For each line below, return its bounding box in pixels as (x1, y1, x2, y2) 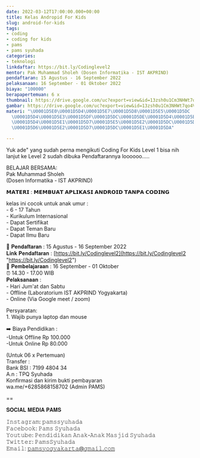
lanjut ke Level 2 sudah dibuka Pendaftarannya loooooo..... (6, 153, 150, 159)
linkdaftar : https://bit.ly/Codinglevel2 (6, 64, 111, 70)
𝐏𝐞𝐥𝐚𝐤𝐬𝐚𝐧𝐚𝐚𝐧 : (6, 276, 42, 283)
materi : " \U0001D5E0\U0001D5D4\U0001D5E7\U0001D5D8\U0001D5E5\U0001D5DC (6, 108, 190, 114)
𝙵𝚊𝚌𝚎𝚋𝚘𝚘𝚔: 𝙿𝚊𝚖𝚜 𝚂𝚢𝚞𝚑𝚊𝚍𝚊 (6, 425, 81, 432)
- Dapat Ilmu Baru (6, 231, 49, 239)
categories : (6, 53, 36, 59)
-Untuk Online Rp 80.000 (6, 340, 68, 347)
